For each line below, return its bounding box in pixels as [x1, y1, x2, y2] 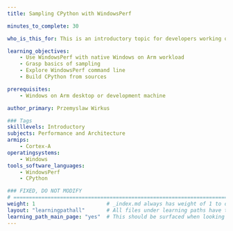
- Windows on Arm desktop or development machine [19, 92, 166, 99]
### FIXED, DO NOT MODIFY [7, 187, 82, 194]
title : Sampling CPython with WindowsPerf [7, 10, 132, 17]
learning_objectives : [7, 48, 70, 55]
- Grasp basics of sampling [19, 60, 101, 68]
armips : [7, 136, 30, 144]
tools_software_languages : [7, 162, 85, 169]
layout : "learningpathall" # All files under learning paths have [7, 207, 222, 214]
